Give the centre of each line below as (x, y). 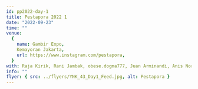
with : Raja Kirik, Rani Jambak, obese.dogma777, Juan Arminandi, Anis (95, 66)
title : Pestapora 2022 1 (37, 17)
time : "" (17, 28)
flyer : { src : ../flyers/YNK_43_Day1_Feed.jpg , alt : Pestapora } (88, 77)
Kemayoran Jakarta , (41, 50)
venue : (14, 33)
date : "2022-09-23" (30, 22)
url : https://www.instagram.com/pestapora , (71, 55)
